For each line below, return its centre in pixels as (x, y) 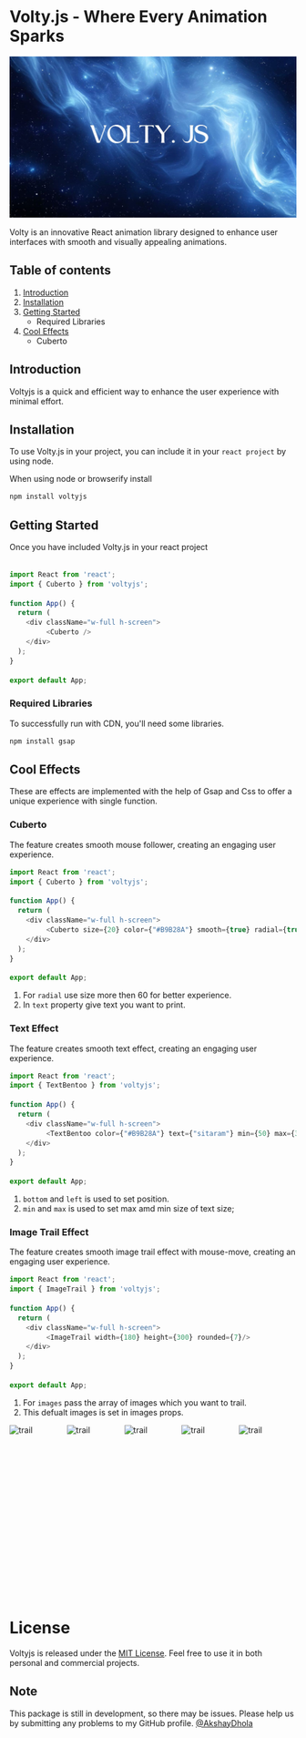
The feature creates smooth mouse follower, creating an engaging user (143, 844)
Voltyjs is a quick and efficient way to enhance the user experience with (144, 391)
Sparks (37, 36)
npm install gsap (42, 741)
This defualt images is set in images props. (103, 1412)
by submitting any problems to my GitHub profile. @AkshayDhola (131, 1723)
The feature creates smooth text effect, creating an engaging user (133, 1048)
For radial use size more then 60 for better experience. (127, 996)
